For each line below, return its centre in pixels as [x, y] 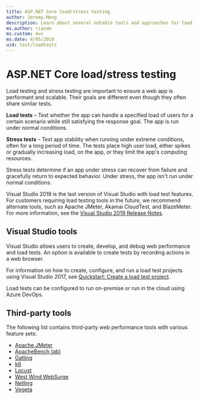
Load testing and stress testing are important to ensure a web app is [90, 91]
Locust [23, 370]
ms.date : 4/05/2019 [30, 39]
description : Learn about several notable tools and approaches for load [99, 23]
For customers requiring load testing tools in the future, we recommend [94, 200]
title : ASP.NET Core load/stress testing [58, 12]
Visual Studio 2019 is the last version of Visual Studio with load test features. [100, 194]
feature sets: [22, 333]
